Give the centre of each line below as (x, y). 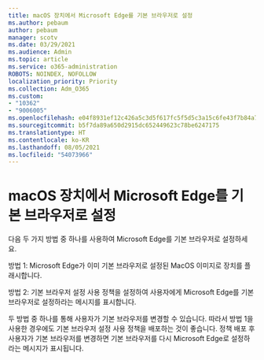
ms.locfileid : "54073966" (50, 154)
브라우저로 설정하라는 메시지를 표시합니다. (72, 302)
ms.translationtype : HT (47, 132)
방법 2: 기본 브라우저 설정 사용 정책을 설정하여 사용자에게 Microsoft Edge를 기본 (131, 292)
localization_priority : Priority (63, 81)
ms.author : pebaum (38, 23)
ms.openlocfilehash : (42, 118)
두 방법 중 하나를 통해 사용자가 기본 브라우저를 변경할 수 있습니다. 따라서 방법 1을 (131, 319)
